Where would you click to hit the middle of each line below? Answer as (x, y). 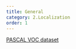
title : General (25, 12)
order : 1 (17, 23)
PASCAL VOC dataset (33, 40)
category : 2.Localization (38, 17)
